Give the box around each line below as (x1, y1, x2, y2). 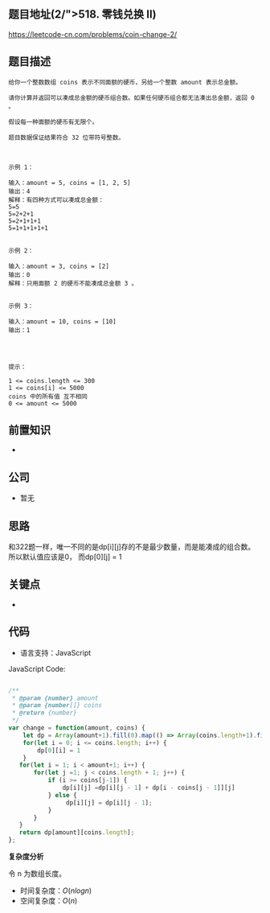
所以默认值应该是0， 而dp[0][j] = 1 (8, 552, 122, 561)
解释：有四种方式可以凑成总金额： (8, 195, 104, 204)
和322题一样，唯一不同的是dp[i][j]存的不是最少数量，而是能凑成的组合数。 (8, 542, 256, 552)
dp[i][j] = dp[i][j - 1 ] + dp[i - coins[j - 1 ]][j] (62, 783, 235, 792)
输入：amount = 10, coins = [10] (8, 317, 117, 326)
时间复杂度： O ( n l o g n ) (19, 886, 92, 895)
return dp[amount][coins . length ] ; (18, 829, 135, 837)
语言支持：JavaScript (19, 648, 92, 657)
